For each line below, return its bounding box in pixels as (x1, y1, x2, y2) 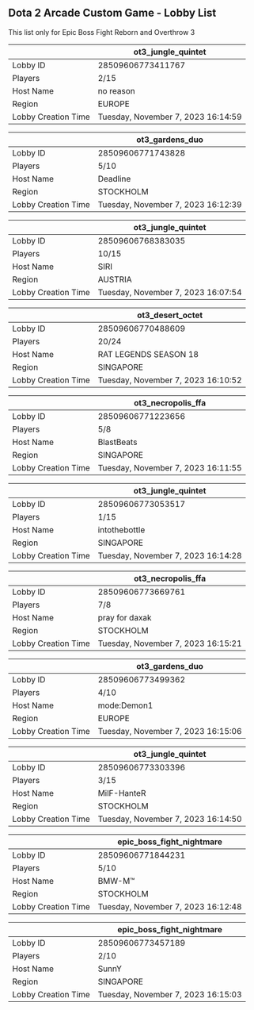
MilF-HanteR (97, 787, 146, 798)
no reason (97, 85, 136, 96)
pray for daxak (97, 612, 152, 623)
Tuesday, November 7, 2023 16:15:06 (97, 725, 243, 736)
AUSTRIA (97, 274, 132, 285)
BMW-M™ (97, 875, 135, 886)
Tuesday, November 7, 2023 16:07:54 (97, 286, 243, 298)
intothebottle (97, 524, 146, 535)
